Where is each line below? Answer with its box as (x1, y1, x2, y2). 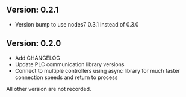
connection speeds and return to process (14, 74, 118, 81)
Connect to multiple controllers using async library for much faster (14, 67, 180, 74)
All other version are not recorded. (6, 85, 91, 92)
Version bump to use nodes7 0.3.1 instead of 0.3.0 (14, 20, 139, 28)
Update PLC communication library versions (14, 60, 125, 68)
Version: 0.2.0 (6, 39, 61, 49)
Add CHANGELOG (14, 54, 60, 61)
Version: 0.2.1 (6, 5, 59, 15)
